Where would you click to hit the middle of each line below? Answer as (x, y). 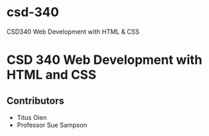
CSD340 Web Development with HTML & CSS (73, 32)
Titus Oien (32, 117)
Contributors (36, 101)
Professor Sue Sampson (52, 125)
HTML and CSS (51, 75)
